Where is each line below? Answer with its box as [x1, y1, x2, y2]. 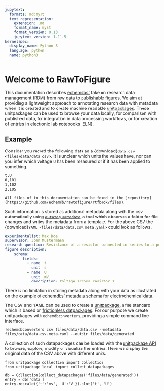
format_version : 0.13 [14, 30, 58, 35]
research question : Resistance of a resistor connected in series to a [5, 242, 154, 247]
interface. [5, 318, 24, 324]
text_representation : [9, 16, 54, 21]
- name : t [26, 261, 47, 265]
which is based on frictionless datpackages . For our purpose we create [5, 307, 148, 313]
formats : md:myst [9, 12, 45, 17]
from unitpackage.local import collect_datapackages [5, 365, 115, 369]
